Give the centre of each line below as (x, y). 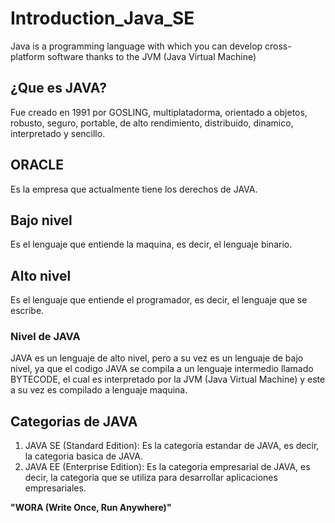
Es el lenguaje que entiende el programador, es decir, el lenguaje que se (159, 300)
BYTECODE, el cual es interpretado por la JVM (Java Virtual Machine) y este (168, 379)
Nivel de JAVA (45, 337)
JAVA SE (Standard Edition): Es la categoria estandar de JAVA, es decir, (172, 446)
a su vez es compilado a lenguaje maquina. (99, 390)
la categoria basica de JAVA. (83, 456)
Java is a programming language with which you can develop (136, 46)
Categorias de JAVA (74, 421)
